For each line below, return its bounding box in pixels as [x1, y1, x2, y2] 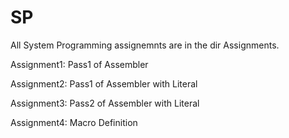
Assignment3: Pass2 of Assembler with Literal [10, 97, 200, 109]
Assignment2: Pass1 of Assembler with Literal [10, 77, 198, 90]
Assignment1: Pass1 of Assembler [10, 58, 149, 70]
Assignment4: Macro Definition [10, 116, 138, 128]
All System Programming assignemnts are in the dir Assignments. [10, 39, 280, 51]
